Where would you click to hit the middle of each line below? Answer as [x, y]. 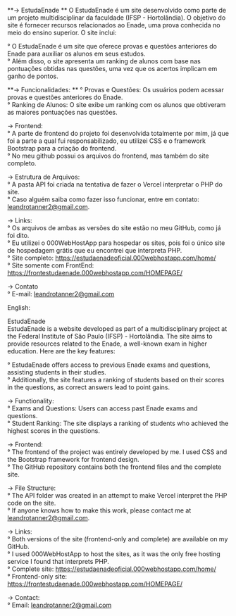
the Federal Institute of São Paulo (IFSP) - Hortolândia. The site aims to [110, 336]
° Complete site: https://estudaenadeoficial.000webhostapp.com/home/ [112, 569]
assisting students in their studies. [57, 372]
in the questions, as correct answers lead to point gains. [89, 387]
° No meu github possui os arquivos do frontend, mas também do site [108, 156]
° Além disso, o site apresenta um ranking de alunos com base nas [104, 61]
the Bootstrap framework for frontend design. [73, 459]
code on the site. [32, 503]
